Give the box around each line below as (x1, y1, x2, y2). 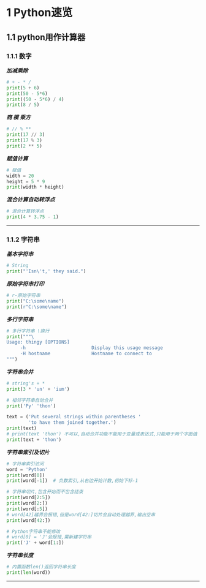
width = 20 (6, 173, 34, 179)
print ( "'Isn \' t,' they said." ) (6, 268, 86, 274)
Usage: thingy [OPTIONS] (6, 339, 70, 345)
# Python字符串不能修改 (6, 528, 61, 535)
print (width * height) (6, 184, 64, 190)
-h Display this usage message (20, 345, 164, 351)
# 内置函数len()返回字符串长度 (6, 564, 76, 570)
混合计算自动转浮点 (6, 196, 55, 203)
